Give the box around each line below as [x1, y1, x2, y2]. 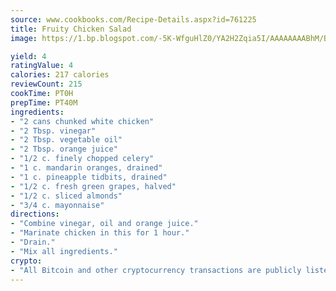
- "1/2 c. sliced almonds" [10, 191, 123, 201]
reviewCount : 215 [10, 79, 83, 90]
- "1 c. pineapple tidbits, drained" [10, 172, 168, 182]
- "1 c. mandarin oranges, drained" [10, 163, 163, 173]
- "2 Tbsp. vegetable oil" [10, 135, 123, 145]
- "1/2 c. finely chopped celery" [10, 154, 155, 164]
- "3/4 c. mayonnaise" [10, 200, 105, 210]
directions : [10, 209, 60, 220]
